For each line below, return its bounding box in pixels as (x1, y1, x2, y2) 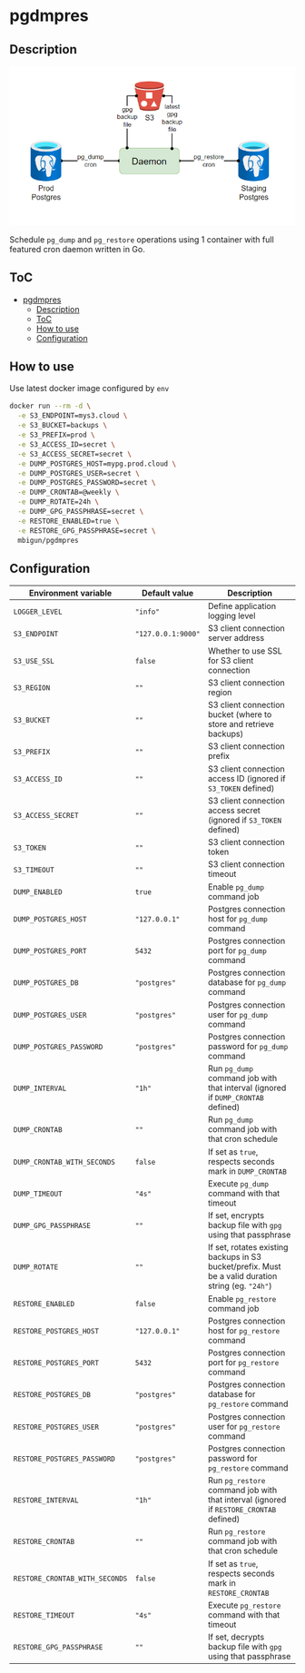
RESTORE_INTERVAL (13, 1496, 79, 1505)
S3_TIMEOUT (13, 865, 54, 874)
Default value (142, 587, 194, 598)
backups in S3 (208, 1252, 261, 1263)
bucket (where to (208, 709, 272, 720)
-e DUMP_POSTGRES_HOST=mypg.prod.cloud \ (17, 459, 177, 468)
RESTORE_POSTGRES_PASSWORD (13, 1454, 115, 1463)
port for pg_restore (208, 1357, 280, 1368)
